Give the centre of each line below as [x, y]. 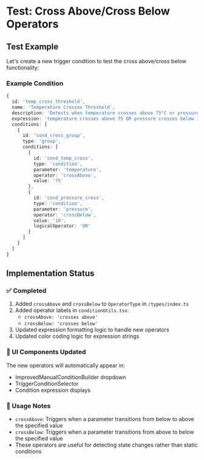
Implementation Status [50, 274]
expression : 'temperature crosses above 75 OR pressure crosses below [103, 119]
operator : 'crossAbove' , [65, 175]
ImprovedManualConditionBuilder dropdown [70, 377]
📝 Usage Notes [29, 406]
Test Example [32, 47]
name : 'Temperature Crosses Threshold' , [63, 108]
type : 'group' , [42, 141]
